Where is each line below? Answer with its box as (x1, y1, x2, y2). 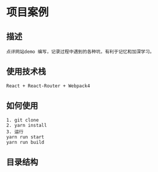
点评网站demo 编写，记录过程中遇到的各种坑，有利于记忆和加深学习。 (6, 49, 155, 55)
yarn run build (6, 139, 45, 145)
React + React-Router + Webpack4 (6, 82, 90, 89)
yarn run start (6, 134, 45, 140)
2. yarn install (6, 122, 47, 128)
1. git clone (6, 117, 39, 123)
